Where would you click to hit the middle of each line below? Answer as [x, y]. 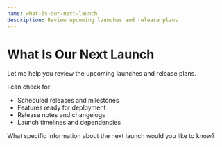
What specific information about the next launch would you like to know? [111, 136]
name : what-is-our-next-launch [52, 14]
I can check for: [29, 87]
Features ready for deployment [61, 107]
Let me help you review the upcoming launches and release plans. [102, 73]
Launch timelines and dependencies [69, 123]
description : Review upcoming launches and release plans [93, 20]
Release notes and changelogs [61, 115]
